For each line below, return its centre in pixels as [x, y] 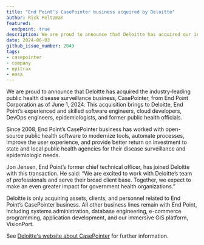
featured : [19, 23]
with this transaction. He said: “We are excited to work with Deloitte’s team [99, 174]
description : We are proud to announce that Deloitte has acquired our [99, 35]
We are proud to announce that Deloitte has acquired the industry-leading [99, 91]
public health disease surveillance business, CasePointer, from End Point [97, 98]
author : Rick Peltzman [35, 18]
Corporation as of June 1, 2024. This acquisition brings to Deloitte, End [95, 105]
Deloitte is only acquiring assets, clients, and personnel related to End [93, 198]
